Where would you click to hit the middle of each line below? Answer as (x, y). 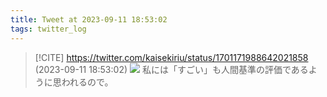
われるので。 (87, 82)
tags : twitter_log (48, 29)
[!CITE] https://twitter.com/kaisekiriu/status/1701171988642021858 (171, 57)
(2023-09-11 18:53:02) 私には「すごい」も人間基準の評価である (171, 69)
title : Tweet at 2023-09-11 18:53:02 (89, 19)
